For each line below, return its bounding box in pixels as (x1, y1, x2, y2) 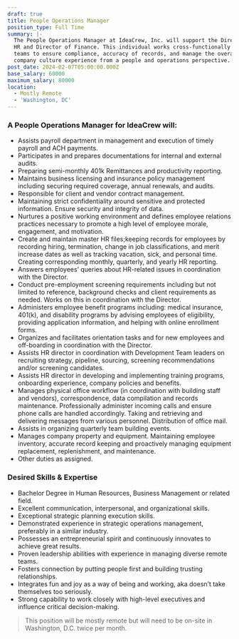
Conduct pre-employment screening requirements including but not (17, 280, 216, 289)
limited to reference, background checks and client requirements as (17, 288, 217, 297)
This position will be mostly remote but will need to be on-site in (24, 616, 213, 625)
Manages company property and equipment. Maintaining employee (17, 432, 216, 441)
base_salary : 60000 (7, 70, 65, 77)
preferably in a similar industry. (17, 526, 109, 535)
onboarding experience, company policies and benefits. (17, 379, 181, 387)
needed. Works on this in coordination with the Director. (17, 295, 181, 304)
